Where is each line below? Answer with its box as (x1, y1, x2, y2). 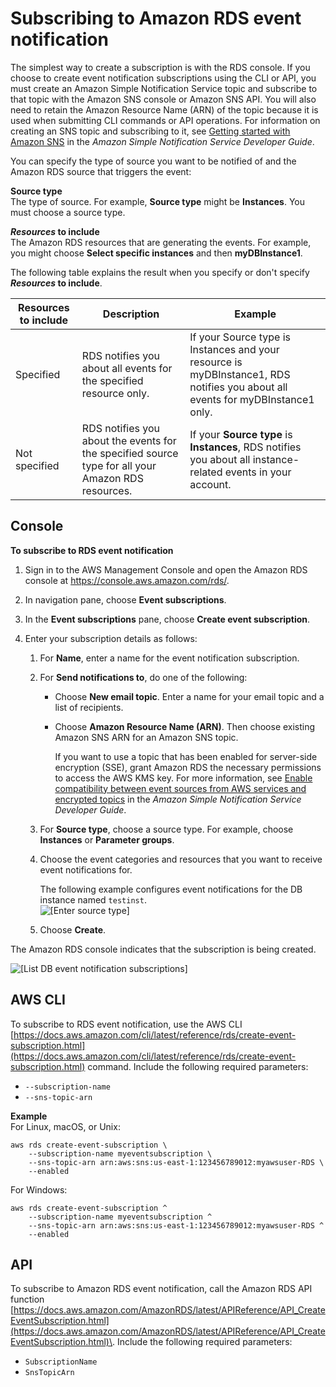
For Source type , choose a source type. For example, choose (39, 823, 294, 835)
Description (102, 307, 160, 321)
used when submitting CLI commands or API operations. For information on (10, 114, 321, 126)
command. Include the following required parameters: (87, 1060, 309, 1072)
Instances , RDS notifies (189, 440, 302, 454)
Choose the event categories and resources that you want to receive (39, 853, 323, 865)
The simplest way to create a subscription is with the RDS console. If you (10, 61, 311, 73)
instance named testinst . (39, 893, 147, 906)
